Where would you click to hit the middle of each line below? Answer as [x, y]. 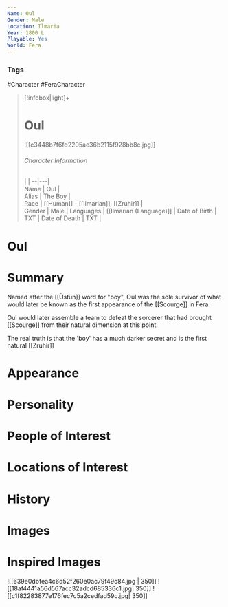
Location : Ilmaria [33, 26]
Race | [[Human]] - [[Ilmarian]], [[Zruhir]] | [83, 204]
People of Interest [59, 436]
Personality [41, 404]
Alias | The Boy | [47, 196]
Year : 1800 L [26, 33]
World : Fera [24, 45]
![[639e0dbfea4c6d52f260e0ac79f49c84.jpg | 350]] [82, 581]
